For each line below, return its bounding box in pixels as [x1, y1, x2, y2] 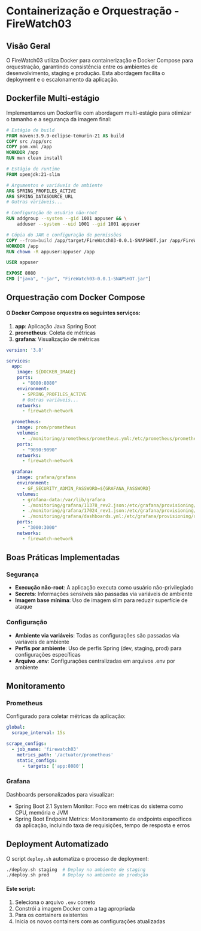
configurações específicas [14, 651, 81, 658]
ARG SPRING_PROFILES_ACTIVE [6, 188, 77, 194]
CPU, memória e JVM [14, 809, 68, 816]
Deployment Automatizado [6, 839, 109, 849]
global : [6, 725, 26, 731]
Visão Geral [6, 41, 51, 51]
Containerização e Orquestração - [6, 4, 179, 18]
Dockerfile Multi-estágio [6, 93, 100, 103]
